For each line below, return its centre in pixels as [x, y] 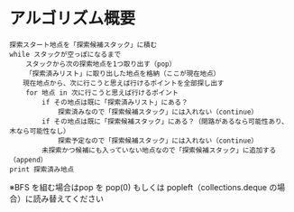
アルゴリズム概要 [73, 18]
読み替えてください [68, 198]
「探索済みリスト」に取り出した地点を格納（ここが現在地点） [123, 73]
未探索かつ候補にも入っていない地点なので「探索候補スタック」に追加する [159, 150]
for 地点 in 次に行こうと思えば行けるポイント [102, 92]
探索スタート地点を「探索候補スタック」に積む [83, 45]
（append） [28, 160]
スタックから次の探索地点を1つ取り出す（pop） [101, 64]
